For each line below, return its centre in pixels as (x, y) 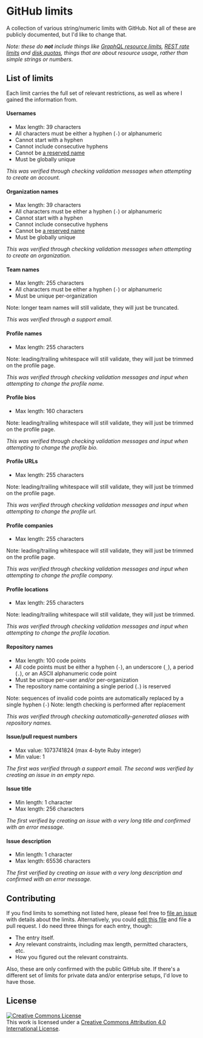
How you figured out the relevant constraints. (72, 957)
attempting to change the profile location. (58, 633)
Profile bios (21, 397)
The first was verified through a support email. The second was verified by (100, 768)
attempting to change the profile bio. (52, 447)
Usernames (21, 113)
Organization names (32, 191)
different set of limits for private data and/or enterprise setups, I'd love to (97, 975)
